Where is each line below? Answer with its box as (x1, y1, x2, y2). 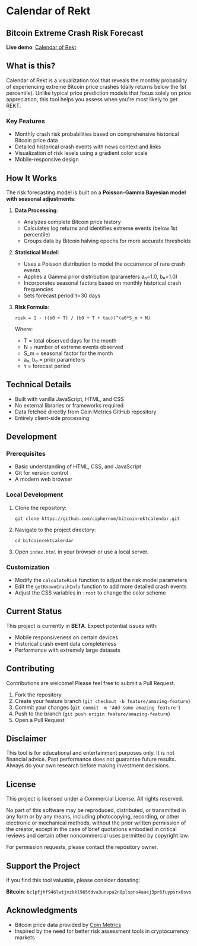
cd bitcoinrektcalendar (14, 537, 74, 543)
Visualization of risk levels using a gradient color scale (14, 150, 148, 157)
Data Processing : (14, 207, 58, 214)
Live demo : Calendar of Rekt (6, 43, 77, 51)
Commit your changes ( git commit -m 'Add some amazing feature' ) (14, 704, 181, 711)
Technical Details (6, 379, 72, 390)
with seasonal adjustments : (6, 195, 76, 202)
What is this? (6, 61, 56, 71)
